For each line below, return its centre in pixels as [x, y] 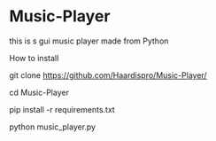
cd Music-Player [39, 92]
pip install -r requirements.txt [62, 109]
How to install [34, 58]
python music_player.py [52, 127]
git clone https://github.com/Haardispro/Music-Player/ [108, 75]
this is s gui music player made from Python [89, 41]
